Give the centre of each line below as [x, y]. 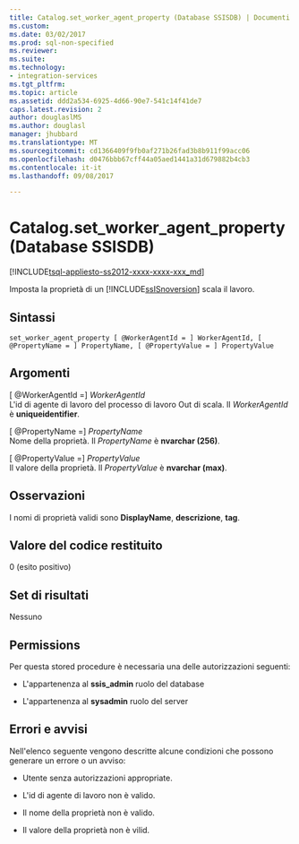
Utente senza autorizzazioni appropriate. [97, 778]
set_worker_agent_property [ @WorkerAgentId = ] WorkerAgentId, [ [136, 338]
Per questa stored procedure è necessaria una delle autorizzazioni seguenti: [150, 667]
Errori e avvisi [48, 730]
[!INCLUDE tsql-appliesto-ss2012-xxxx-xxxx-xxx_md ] [107, 272]
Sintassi [32, 318]
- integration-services [54, 76]
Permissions [45, 645]
